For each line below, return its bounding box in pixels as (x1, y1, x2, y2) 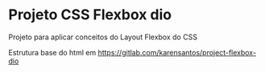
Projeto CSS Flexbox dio (8, 6, 172, 24)
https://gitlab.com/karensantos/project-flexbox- (97, 47, 256, 57)
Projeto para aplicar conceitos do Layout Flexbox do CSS (8, 32, 197, 42)
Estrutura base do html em (8, 47, 97, 57)
